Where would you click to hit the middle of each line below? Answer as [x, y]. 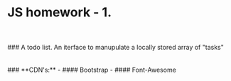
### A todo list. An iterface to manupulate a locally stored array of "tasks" [116, 47]
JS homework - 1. [60, 12]
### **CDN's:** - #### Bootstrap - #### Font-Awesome [92, 70]
